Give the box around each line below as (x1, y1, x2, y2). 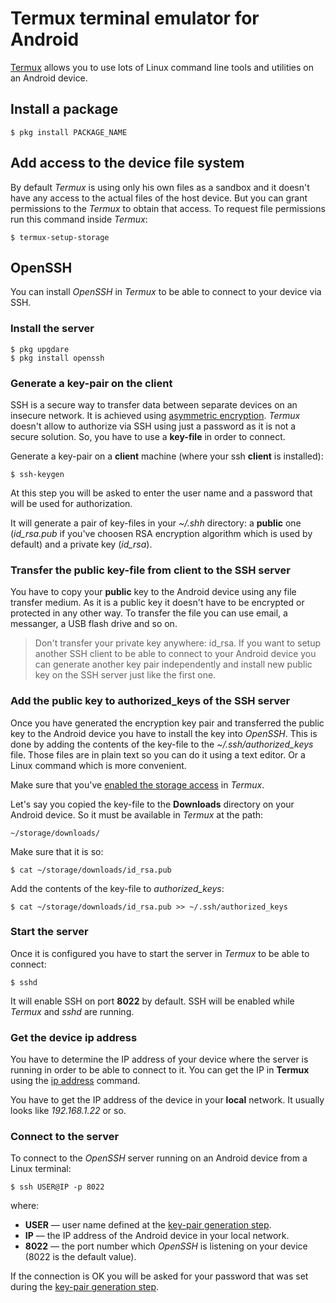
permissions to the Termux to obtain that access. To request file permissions (10, 202, 326, 214)
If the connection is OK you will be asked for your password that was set (10, 1270, 309, 1282)
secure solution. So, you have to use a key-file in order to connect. (10, 430, 286, 442)
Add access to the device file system (10, 155, 245, 172)
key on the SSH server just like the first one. (34, 669, 217, 681)
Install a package (10, 101, 119, 118)
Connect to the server (10, 1130, 120, 1144)
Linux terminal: (10, 1163, 72, 1175)
